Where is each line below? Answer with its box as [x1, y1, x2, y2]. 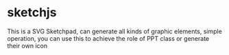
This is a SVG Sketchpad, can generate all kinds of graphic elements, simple [7, 27, 223, 35]
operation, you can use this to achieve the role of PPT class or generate [7, 34, 210, 42]
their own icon [7, 41, 48, 50]
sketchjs [7, 5, 57, 20]
